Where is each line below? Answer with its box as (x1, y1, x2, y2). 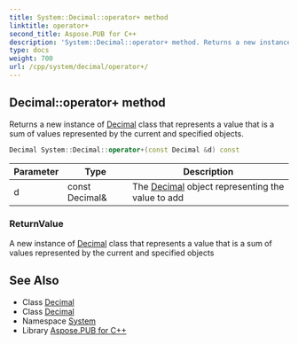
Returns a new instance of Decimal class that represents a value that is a (9, 119, 275, 129)
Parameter (13, 165, 59, 177)
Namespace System (21, 316, 96, 326)
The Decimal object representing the (131, 180, 285, 192)
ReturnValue (9, 218, 64, 231)
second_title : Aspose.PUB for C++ (9, 29, 137, 38)
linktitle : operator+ (9, 21, 90, 30)
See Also (9, 273, 59, 288)
